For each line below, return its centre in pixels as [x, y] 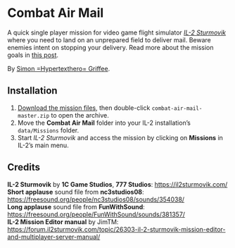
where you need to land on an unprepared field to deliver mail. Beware [109, 39]
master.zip [33, 116]
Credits [24, 167]
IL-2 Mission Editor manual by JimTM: [63, 222]
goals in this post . [33, 55]
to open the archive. [80, 115]
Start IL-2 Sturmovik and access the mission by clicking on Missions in [120, 137]
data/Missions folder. [48, 130]
